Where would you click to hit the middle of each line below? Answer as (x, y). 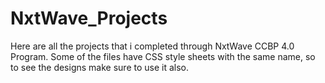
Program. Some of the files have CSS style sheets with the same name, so (163, 56)
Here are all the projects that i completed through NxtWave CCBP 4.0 (152, 46)
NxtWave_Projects (89, 18)
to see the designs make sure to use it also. (100, 67)
